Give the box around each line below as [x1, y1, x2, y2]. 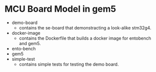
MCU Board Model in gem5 [4, 3, 116, 15]
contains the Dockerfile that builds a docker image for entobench [19, 35, 151, 41]
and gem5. [19, 40, 41, 46]
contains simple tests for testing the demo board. [19, 61, 119, 67]
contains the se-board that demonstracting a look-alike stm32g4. [19, 24, 152, 30]
